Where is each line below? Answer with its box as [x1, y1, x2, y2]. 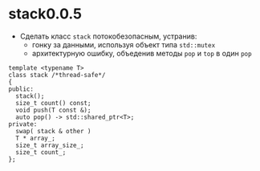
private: [8, 120, 38, 128]
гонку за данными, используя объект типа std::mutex [31, 39, 216, 49]
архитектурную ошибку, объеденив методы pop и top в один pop [31, 48, 252, 58]
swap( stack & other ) [15, 127, 91, 135]
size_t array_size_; [15, 141, 84, 149]
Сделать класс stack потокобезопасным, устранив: [19, 31, 197, 41]
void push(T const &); [15, 106, 91, 114]
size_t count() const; [15, 99, 91, 107]
